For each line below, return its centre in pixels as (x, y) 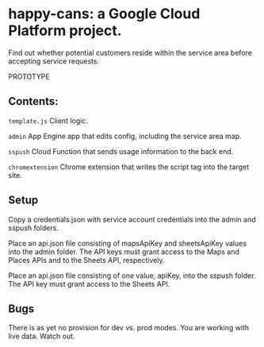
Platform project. (65, 31)
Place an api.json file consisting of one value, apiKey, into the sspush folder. (132, 276)
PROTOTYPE (29, 76)
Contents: (33, 101)
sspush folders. (34, 228)
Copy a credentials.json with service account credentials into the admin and (132, 219)
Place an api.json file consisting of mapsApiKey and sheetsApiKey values (128, 243)
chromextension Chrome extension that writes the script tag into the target (129, 167)
